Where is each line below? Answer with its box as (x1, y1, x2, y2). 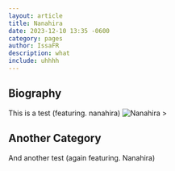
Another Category (8, 131, 102, 145)
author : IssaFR (8, 42, 60, 50)
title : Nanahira (8, 19, 63, 27)
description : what (8, 49, 70, 57)
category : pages (8, 34, 63, 43)
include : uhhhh (8, 57, 60, 65)
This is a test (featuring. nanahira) (8, 108, 121, 118)
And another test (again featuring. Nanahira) (8, 152, 156, 162)
